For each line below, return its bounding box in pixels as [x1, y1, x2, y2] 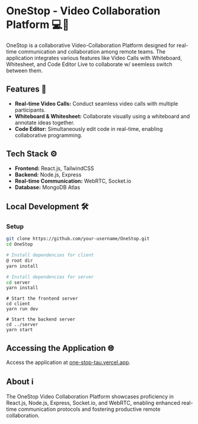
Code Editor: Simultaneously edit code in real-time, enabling [14, 125, 163, 132]
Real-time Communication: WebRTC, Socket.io [14, 177, 132, 184]
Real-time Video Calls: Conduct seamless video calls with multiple [14, 100, 178, 107]
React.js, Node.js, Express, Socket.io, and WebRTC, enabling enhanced [6, 399, 180, 406]
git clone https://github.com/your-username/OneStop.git [6, 236, 150, 242]
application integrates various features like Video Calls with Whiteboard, [6, 54, 182, 61]
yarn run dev [6, 306, 39, 312]
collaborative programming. [14, 131, 83, 139]
